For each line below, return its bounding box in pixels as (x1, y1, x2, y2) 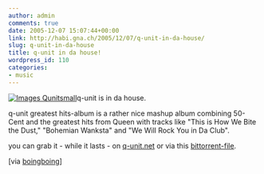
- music (8, 71, 34, 79)
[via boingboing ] (8, 156, 62, 166)
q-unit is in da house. (77, 93, 147, 102)
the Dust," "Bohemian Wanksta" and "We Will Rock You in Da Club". (8, 125, 230, 135)
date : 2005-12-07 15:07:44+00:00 (8, 26, 120, 34)
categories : (8, 64, 48, 72)
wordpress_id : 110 (8, 57, 69, 65)
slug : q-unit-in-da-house (8, 42, 94, 49)
